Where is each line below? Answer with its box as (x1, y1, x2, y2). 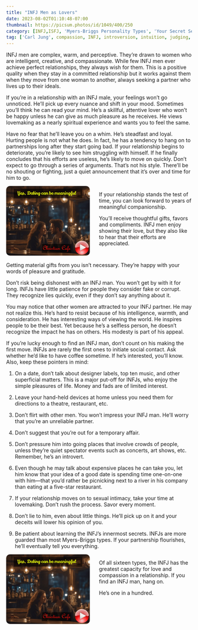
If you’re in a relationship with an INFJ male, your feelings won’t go (6, 94, 168, 101)
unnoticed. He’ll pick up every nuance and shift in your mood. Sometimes (6, 100, 184, 107)
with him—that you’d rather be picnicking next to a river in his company (14, 477, 188, 484)
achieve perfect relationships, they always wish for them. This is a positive (6, 64, 187, 71)
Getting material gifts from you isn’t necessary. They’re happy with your (6, 262, 180, 269)
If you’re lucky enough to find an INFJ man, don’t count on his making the (6, 339, 184, 347)
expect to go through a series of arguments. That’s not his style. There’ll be (6, 162, 189, 169)
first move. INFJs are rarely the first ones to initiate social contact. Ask (6, 346, 177, 353)
